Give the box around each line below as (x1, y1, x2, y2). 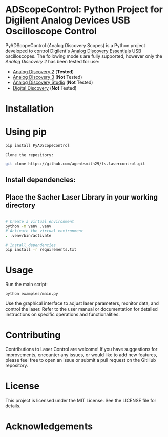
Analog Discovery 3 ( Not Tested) (12, 74, 82, 80)
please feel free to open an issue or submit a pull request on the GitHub (5, 357, 156, 363)
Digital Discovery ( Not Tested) (12, 84, 77, 91)
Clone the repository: (5, 152, 54, 157)
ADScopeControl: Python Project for (5, 4, 163, 15)
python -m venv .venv (5, 224, 52, 229)
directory (5, 201, 36, 209)
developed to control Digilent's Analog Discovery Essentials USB (5, 48, 142, 54)
